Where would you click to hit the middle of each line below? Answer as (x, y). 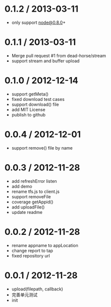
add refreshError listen (34, 181)
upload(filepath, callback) (37, 289)
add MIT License (28, 109)
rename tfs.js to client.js (36, 192)
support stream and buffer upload (46, 61)
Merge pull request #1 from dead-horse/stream (59, 56)
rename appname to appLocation (45, 245)
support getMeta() (30, 94)
